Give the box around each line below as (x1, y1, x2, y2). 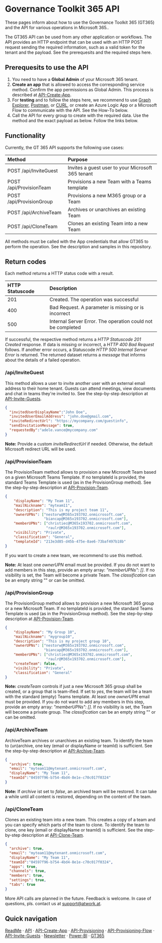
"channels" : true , (9, 869, 47, 874)
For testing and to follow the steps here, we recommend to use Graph (12, 97, 151, 103)
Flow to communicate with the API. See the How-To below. (12, 107, 129, 113)
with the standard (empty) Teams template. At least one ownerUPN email (5, 694, 150, 700)
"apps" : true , (9, 864, 38, 869)
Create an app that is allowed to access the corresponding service (12, 81, 145, 87)
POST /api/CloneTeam (7, 223, 58, 230)
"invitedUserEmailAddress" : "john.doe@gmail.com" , (9, 414, 113, 419)
